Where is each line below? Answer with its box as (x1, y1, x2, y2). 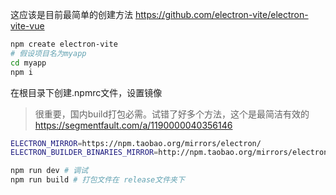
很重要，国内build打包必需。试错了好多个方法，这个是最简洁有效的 (34, 108, 310, 120)
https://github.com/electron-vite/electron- (134, 9, 309, 20)
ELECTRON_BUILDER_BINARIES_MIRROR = (10, 148, 159, 158)
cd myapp (10, 58, 47, 68)
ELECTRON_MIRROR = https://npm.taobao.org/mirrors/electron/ (10, 138, 262, 148)
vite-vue (10, 20, 45, 32)
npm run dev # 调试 (10, 166, 89, 176)
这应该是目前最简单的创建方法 (10, 9, 133, 20)
